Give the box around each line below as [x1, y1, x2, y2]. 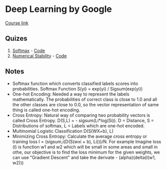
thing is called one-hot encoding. [12, 107, 81, 113]
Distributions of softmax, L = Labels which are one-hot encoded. [12, 123, 145, 129]
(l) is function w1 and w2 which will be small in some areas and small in [12, 144, 158, 150]
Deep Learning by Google [5, 3, 112, 15]
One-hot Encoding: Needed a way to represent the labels [12, 91, 130, 97]
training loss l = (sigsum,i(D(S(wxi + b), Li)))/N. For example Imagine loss [12, 138, 162, 145]
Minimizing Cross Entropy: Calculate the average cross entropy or [12, 133, 148, 139]
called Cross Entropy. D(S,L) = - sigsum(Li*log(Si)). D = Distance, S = [12, 117, 154, 123]
